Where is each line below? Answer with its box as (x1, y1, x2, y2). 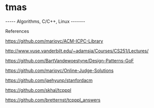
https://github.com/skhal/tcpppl (5, 87, 72, 93)
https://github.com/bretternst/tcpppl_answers (5, 97, 101, 103)
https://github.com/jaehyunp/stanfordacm (5, 77, 93, 83)
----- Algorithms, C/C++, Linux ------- (5, 18, 85, 24)
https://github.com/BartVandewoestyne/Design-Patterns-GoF (5, 57, 134, 63)
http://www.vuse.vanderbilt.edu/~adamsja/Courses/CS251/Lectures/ (5, 48, 149, 54)
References (5, 28, 29, 34)
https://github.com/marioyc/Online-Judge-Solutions (5, 67, 114, 74)
